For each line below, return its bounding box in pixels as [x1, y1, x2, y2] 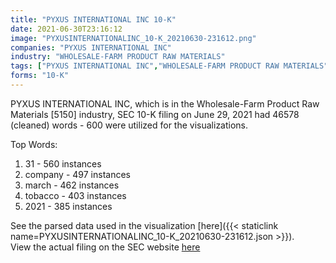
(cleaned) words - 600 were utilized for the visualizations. [10, 119, 249, 131]
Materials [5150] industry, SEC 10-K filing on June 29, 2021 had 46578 [10, 108, 300, 120]
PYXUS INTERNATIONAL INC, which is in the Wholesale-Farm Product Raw [10, 97, 320, 110]
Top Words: [10, 138, 58, 150]
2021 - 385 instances [24, 200, 113, 212]
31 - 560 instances [24, 157, 102, 170]
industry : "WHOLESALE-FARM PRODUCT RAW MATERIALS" [10, 52, 226, 62]
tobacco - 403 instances [24, 189, 127, 201]
